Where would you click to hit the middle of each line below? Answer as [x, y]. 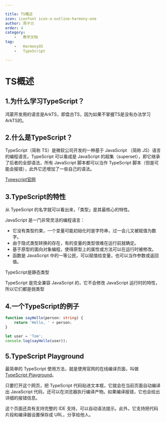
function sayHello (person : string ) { [44, 318]
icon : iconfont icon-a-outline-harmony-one [51, 19]
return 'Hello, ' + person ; [43, 322]
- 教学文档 [26, 37]
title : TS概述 [19, 14]
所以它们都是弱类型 [25, 289]
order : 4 [14, 28]
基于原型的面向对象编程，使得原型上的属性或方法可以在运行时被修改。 [84, 249]
